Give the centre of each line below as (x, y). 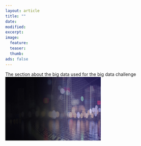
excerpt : (15, 32)
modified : (16, 27)
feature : (19, 43)
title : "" (16, 16)
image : (12, 38)
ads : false (17, 59)
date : (11, 21)
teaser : (18, 48)
